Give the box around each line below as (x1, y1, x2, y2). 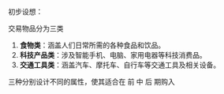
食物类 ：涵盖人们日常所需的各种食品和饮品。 (19, 40, 166, 50)
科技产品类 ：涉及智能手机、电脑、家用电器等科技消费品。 (19, 51, 207, 59)
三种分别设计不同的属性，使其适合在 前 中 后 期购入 (8, 77, 175, 86)
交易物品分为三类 (8, 24, 64, 33)
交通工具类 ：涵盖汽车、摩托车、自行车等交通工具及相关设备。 (19, 60, 221, 70)
